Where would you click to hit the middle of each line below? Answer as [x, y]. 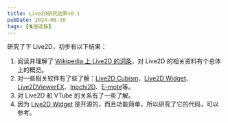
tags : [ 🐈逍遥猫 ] [29, 26]
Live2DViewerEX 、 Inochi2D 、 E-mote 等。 [76, 87]
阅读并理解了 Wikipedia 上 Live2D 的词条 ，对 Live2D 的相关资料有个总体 [119, 61]
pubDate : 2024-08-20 [37, 20]
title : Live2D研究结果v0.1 [44, 13]
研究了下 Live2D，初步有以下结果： [57, 47]
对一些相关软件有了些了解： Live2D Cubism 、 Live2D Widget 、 [104, 78]
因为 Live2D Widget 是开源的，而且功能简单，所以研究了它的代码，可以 [118, 104]
